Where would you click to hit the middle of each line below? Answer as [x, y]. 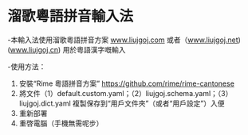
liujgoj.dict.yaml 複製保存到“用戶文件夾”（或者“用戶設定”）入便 [122, 103]
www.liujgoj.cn [34, 49]
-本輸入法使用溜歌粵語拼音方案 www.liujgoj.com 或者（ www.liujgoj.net [123, 40]
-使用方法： [27, 66]
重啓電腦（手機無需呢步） [61, 123]
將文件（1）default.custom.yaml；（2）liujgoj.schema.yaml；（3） [126, 93]
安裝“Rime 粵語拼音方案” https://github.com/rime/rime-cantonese [126, 83]
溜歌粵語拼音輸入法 [71, 16]
